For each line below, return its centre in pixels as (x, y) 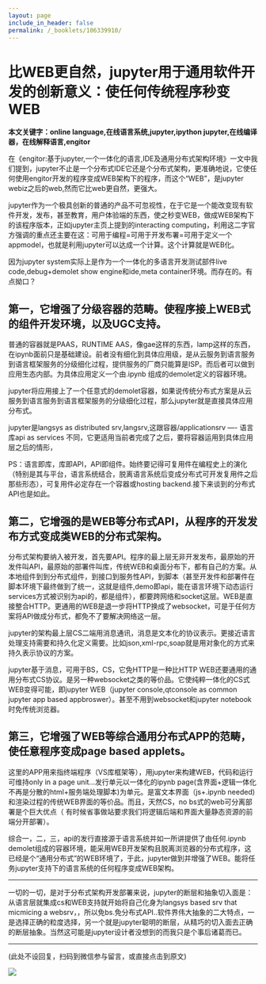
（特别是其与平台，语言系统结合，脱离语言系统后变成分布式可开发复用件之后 (133, 474)
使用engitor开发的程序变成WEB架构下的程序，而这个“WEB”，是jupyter (129, 178)
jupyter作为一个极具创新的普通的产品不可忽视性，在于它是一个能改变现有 (127, 205)
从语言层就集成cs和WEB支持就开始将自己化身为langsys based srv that (123, 902)
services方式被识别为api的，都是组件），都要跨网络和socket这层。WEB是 (127, 596)
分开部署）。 (34, 822)
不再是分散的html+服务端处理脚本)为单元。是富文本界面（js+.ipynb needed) (132, 791)
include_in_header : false (51, 23)
